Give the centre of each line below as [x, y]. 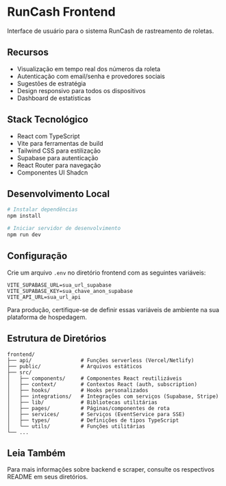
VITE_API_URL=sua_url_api [44, 297]
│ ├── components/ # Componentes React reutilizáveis [95, 378]
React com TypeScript [48, 136]
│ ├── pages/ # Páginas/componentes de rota [88, 408]
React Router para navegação [59, 165]
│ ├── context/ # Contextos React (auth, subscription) [102, 384]
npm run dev [24, 235]
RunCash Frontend [61, 12]
